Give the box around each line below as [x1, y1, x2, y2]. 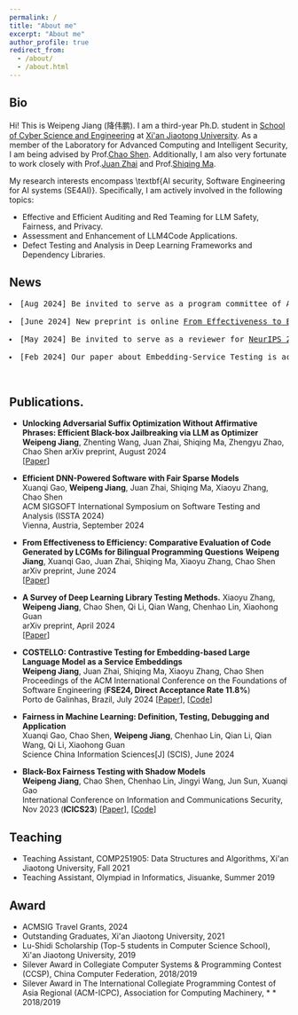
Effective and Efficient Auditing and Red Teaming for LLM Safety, [21, 211, 260, 222]
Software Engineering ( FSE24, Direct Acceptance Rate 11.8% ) [21, 685, 251, 696]
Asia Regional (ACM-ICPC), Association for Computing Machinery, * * [21, 987, 277, 998]
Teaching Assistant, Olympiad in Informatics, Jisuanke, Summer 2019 [21, 872, 275, 883]
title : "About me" [9, 21, 77, 30]
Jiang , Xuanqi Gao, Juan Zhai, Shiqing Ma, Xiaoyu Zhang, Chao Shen [21, 556, 276, 567]
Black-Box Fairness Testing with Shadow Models [21, 767, 206, 777]
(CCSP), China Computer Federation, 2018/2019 [21, 968, 198, 979]
